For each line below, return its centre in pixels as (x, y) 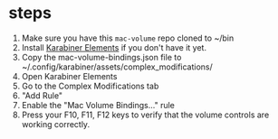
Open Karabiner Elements (69, 76)
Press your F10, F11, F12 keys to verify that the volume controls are (145, 115)
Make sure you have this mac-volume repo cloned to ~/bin (128, 38)
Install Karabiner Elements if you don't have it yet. (114, 47)
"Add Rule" (42, 95)
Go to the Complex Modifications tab (90, 86)
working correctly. (56, 124)
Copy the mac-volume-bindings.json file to (101, 57)
